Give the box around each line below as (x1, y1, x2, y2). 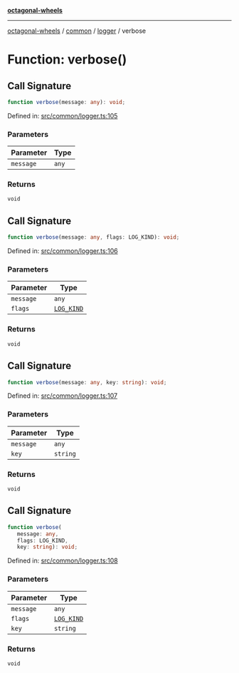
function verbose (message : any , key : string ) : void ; (7, 379, 167, 386)
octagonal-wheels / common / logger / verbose (7, 26, 147, 35)
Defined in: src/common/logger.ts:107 (7, 391, 118, 400)
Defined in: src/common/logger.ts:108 (7, 556, 119, 565)
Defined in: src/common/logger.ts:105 (7, 111, 118, 120)
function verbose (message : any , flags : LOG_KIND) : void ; (7, 234, 180, 241)
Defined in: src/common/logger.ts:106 (7, 247, 119, 255)
